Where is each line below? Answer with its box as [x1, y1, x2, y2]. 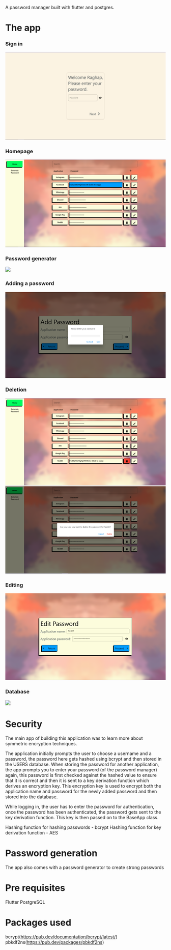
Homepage [5, 148, 33, 155]
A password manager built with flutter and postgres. [5, 5, 115, 10]
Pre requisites [5, 882, 65, 893]
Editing [5, 581, 23, 589]
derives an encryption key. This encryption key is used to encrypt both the [5, 783, 161, 789]
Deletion [5, 386, 27, 394]
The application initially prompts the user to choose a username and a [5, 750, 152, 757]
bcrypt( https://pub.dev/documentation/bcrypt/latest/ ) [5, 934, 118, 940]
